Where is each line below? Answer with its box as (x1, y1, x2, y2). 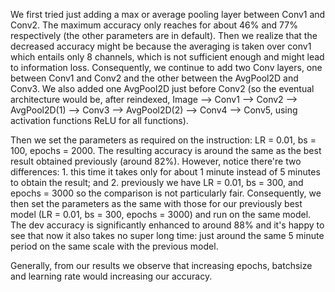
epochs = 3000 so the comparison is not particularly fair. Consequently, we (10, 187, 322, 199)
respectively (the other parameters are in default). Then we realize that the (10, 30, 318, 41)
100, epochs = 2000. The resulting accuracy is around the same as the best (10, 145, 322, 156)
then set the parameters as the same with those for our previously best (10, 198, 303, 209)
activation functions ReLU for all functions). (10, 115, 189, 126)
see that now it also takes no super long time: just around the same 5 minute (10, 230, 325, 241)
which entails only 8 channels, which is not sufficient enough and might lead (10, 51, 325, 63)
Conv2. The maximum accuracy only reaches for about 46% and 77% (10, 19, 298, 31)
